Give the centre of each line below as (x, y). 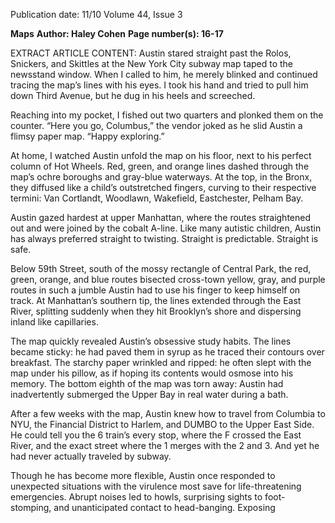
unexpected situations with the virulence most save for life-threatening (156, 486)
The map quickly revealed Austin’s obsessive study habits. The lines (151, 341)
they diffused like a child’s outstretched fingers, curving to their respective (163, 187)
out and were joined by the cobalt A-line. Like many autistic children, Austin (166, 228)
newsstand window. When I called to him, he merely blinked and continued (164, 74)
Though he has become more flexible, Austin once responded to (143, 475)
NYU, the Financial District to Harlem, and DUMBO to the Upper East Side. (162, 424)
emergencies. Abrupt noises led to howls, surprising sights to (136, 497)
